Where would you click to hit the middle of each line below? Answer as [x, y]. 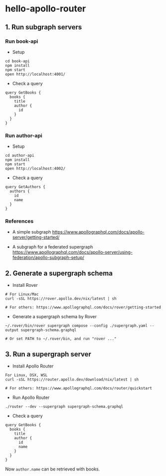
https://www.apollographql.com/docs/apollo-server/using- [72, 252]
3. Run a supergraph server [48, 354]
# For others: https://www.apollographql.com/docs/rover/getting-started [83, 307]
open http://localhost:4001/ [35, 74]
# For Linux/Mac [22, 294]
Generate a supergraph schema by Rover [54, 317]
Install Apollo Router [33, 366]
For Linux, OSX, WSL [27, 375]
